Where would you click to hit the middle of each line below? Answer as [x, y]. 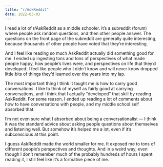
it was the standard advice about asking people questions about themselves [81, 124]
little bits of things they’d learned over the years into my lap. [65, 74]
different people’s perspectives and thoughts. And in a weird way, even [76, 149]
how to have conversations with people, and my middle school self [72, 104]
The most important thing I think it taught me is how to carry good [71, 83]
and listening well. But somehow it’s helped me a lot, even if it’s [68, 129]
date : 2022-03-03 [23, 14]
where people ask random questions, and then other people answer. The [78, 33]
